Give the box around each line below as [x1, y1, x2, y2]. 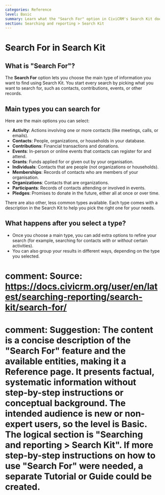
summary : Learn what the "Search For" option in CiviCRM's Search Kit [5, 16, 153, 21]
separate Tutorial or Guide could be [5, 471, 152, 482]
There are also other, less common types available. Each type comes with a [5, 200, 158, 206]
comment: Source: [5, 270, 82, 282]
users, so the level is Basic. [34, 419, 147, 430]
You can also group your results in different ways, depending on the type [12, 248, 160, 254]
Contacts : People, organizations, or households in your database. [12, 138, 146, 144]
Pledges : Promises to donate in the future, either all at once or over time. [12, 190, 160, 196]
